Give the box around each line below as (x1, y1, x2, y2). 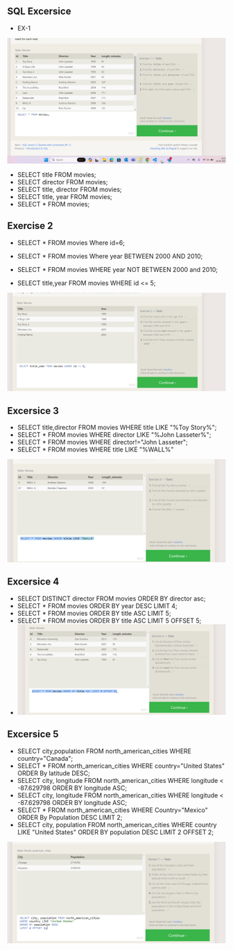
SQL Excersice (7, 6, 71, 17)
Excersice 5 (7, 728, 59, 741)
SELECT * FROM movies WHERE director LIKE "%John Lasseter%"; (17, 431, 212, 439)
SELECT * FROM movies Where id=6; (17, 239, 125, 247)
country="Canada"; (17, 754, 74, 762)
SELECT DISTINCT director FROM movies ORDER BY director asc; (17, 594, 206, 603)
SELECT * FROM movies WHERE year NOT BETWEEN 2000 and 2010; (17, 265, 218, 273)
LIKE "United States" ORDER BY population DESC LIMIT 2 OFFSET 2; (17, 828, 214, 836)
